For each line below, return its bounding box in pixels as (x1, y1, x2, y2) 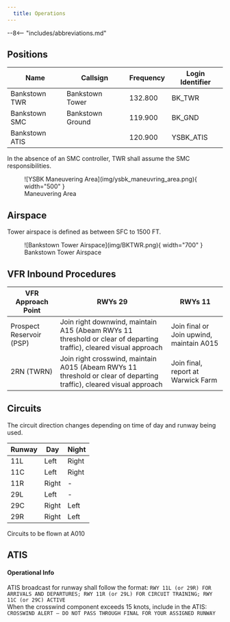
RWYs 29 (97, 297, 128, 307)
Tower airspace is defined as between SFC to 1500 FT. (7, 227, 162, 236)
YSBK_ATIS (171, 133, 208, 142)
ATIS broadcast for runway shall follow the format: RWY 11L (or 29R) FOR (7, 584, 212, 592)
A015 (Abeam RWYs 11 (60, 362, 138, 372)
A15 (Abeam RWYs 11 (60, 326, 133, 336)
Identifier (180, 77, 211, 87)
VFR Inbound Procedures (7, 268, 116, 279)
